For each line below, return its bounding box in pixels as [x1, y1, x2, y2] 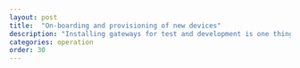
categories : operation [9, 37, 94, 47]
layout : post [9, 12, 58, 22]
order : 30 [9, 46, 46, 55]
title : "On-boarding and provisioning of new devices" [9, 21, 221, 30]
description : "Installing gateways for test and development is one [9, 29, 270, 38]
